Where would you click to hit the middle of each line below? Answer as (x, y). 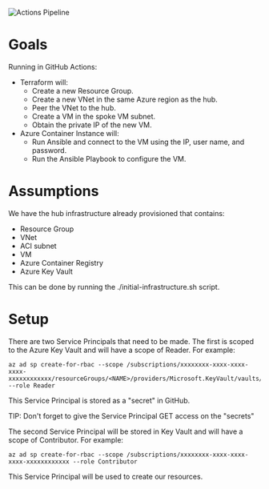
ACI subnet (38, 246)
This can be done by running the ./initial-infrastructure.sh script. (114, 287)
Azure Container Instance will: (69, 133)
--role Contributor (105, 461)
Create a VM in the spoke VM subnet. (94, 116)
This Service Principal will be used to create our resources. (106, 476)
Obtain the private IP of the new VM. (92, 125)
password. (49, 150)
